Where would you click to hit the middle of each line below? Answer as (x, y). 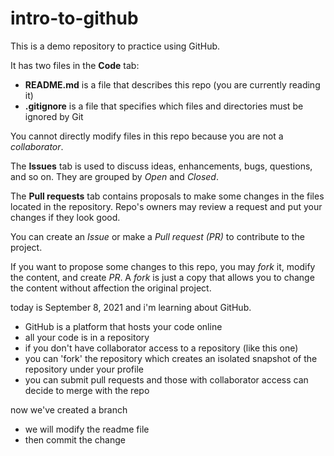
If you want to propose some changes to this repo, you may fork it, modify (163, 266)
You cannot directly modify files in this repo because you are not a (147, 136)
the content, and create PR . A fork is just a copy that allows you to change (162, 277)
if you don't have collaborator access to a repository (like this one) (161, 348)
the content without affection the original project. (111, 288)
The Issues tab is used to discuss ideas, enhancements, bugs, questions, (161, 166)
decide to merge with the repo (87, 390)
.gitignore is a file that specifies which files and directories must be (164, 106)
